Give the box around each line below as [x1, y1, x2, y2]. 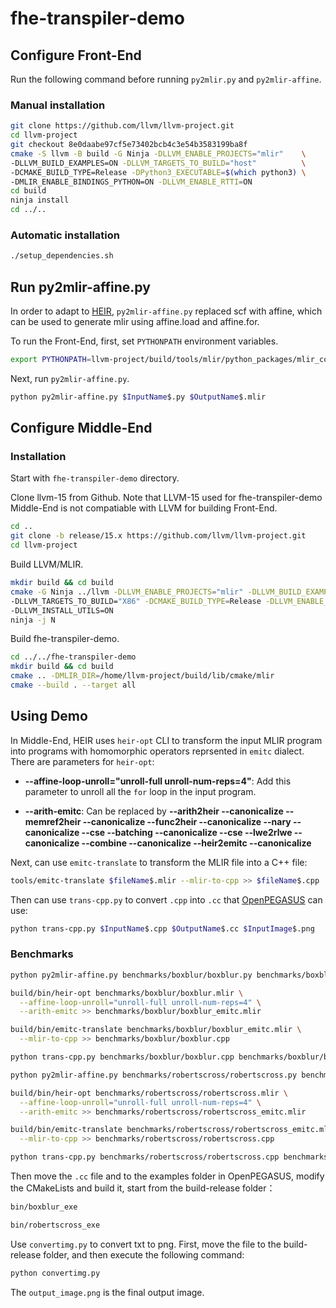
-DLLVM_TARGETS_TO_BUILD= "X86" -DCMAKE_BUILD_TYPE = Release [10, 596, 262, 606]
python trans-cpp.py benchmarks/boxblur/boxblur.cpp [10, 1052, 235, 1062]
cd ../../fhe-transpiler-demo [10, 652, 137, 662]
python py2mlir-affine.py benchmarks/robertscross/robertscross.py [10, 1070, 298, 1080]
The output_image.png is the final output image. [10, 1286, 205, 1298]
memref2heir [24, 815, 82, 827]
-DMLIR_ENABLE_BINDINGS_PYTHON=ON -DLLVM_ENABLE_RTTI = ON [10, 177, 253, 187]
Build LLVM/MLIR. [10, 558, 84, 571]
